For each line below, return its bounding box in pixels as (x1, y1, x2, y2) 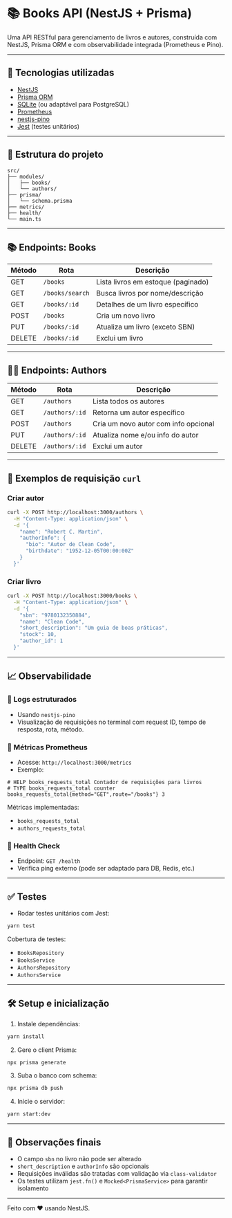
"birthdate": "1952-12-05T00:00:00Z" (25, 547, 135, 554)
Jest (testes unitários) (17, 122, 80, 130)
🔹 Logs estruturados (7, 695, 77, 705)
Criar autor (7, 493, 45, 502)
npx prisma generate (7, 1059, 67, 1066)
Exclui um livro (96, 334, 144, 343)
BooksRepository (17, 949, 64, 956)
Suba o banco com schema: (17, 1071, 97, 1080)
